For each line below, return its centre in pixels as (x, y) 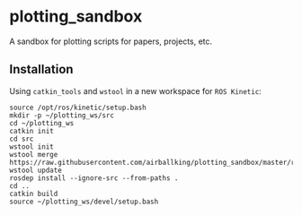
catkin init (31, 131)
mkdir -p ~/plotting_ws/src (62, 115)
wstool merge (34, 154)
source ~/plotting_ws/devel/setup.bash (84, 202)
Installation (41, 69)
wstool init (31, 146)
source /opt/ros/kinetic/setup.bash (78, 107)
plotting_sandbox (76, 17)
